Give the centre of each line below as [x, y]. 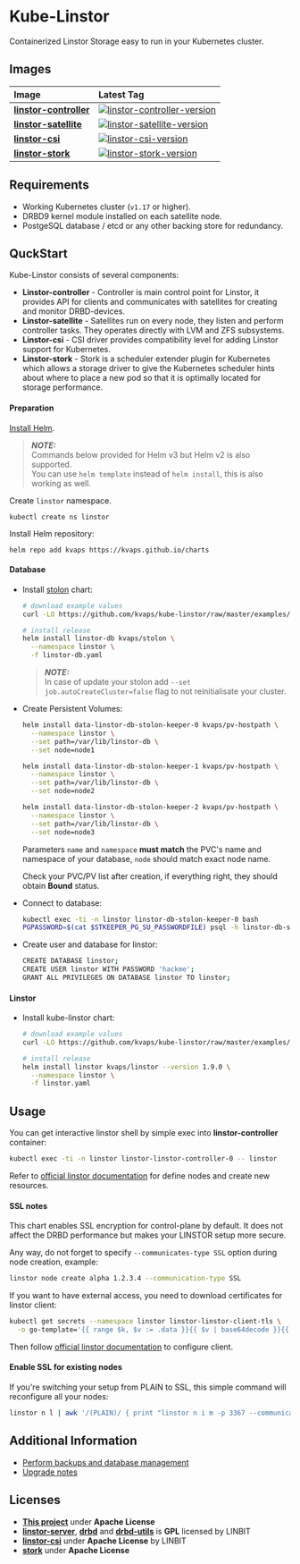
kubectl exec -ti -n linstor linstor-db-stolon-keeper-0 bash [140, 919]
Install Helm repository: [52, 533]
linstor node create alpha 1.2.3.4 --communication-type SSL [125, 1279]
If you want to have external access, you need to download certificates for [146, 1296]
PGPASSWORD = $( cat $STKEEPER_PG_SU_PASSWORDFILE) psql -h [130, 927]
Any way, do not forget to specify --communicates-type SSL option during [143, 1253]
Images [30, 69]
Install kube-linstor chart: [68, 1018]
